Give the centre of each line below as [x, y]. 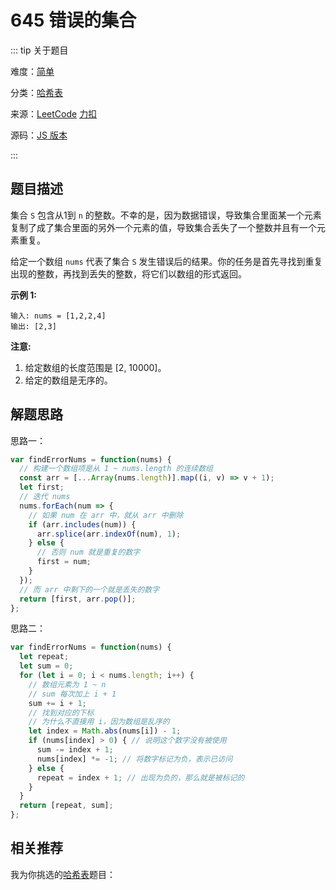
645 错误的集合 [73, 20]
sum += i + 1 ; [57, 703]
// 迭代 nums [45, 497]
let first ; [42, 487]
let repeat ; [44, 657]
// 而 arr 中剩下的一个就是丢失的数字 [89, 589]
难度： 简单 [32, 71]
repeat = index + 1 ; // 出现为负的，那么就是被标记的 [140, 777]
